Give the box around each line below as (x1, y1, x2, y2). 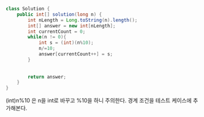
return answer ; (28, 74, 67, 80)
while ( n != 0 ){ (28, 34, 67, 40)
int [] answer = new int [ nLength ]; (28, 23, 116, 29)
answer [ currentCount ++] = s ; (38, 51, 113, 57)
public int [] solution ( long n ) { (17, 11, 102, 18)
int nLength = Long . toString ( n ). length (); (28, 17, 138, 23)
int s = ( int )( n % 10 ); (38, 40, 94, 46)
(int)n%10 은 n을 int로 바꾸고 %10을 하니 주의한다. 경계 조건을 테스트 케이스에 (6, 97, 192, 104)
